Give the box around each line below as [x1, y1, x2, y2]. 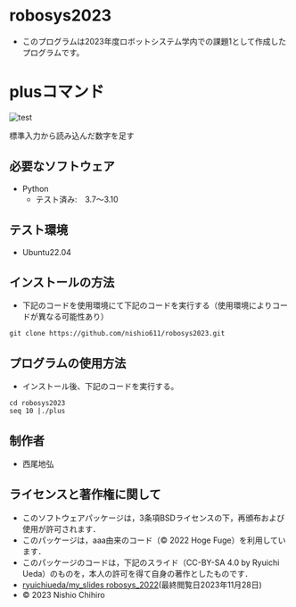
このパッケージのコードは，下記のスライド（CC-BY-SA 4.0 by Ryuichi [21, 557, 280, 568]
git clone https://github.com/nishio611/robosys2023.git [9, 329, 226, 338]
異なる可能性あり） [37, 312, 109, 322]
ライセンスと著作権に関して [9, 487, 161, 503]
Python [21, 183, 49, 194]
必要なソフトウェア [9, 159, 115, 174]
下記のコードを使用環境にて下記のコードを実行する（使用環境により [21, 300, 273, 311]
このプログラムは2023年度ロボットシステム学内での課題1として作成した [21, 36, 287, 46]
